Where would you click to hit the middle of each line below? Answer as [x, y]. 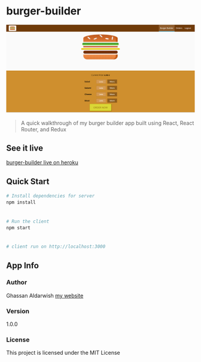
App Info [22, 265]
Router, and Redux [44, 129]
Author [17, 282]
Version [18, 311]
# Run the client [28, 221]
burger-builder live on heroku [42, 163]
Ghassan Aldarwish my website [45, 295]
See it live [25, 148]
